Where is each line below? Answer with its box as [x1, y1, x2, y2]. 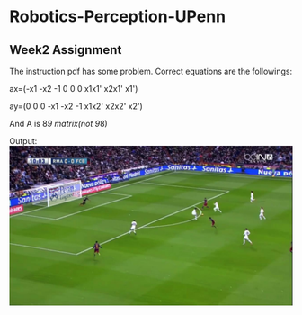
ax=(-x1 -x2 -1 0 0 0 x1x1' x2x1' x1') [9, 84, 138, 94]
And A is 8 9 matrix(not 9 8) [9, 119, 108, 129]
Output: [9, 136, 38, 146]
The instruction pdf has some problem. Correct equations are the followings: [9, 66, 293, 76]
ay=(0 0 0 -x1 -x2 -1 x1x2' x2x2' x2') [9, 101, 143, 112]
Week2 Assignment [9, 42, 122, 58]
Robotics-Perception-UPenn [9, 6, 226, 27]
